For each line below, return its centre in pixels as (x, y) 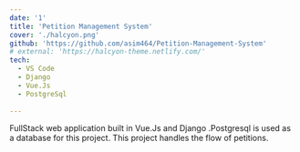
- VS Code (36, 69)
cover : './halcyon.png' (55, 35)
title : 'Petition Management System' (81, 26)
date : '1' (28, 18)
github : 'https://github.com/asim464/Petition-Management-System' (138, 43)
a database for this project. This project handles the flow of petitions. (139, 138)
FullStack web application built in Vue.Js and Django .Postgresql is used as (150, 128)
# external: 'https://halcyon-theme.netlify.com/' (108, 52)
